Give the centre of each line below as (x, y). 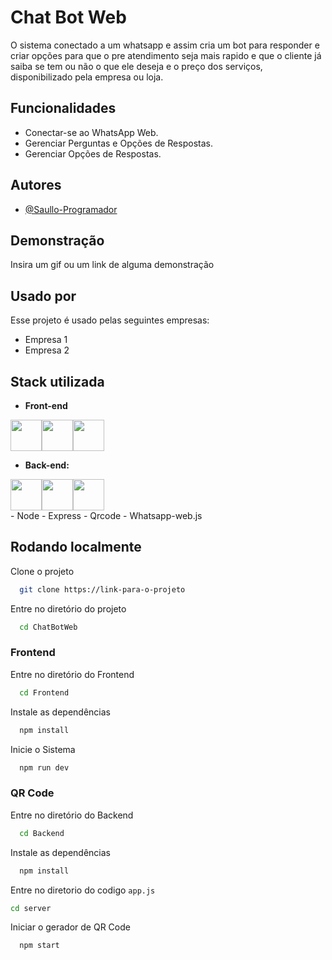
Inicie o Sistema (43, 749)
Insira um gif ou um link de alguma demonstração (112, 265)
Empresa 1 (46, 340)
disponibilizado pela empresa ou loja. (87, 77)
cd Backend (42, 833)
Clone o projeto (42, 571)
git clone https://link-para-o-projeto (102, 589)
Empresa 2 (47, 350)
